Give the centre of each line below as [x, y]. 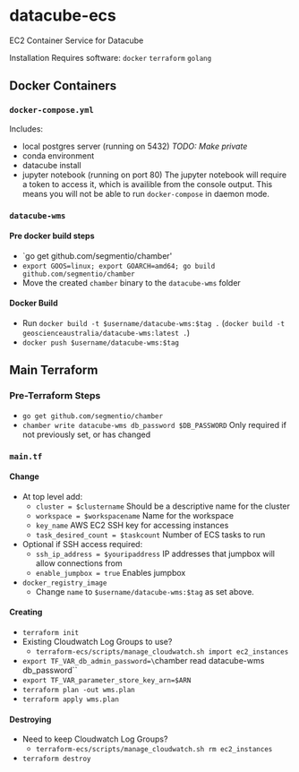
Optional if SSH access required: [82, 544]
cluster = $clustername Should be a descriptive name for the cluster [163, 506]
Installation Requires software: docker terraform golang [111, 57]
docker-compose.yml [51, 110]
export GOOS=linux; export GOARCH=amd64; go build [119, 266]
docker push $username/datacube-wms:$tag [100, 343]
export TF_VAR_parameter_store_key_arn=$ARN [107, 680]
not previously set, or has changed [86, 434]
